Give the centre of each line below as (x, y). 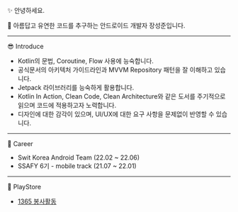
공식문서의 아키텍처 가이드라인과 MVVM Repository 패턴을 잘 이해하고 (115, 70)
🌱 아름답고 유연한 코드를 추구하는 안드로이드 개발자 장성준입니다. (96, 26)
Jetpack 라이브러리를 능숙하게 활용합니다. (76, 88)
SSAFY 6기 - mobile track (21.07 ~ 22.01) (77, 166)
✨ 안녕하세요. (26, 10)
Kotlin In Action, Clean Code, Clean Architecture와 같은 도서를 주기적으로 (121, 96)
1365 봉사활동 (37, 201)
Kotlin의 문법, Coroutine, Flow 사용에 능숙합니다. (86, 61)
